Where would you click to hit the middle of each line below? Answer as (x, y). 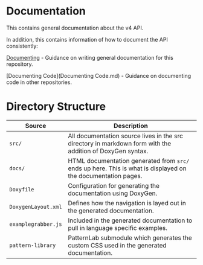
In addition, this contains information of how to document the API (87, 39)
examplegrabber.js (36, 224)
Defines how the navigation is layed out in (127, 203)
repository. (20, 64)
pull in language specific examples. (118, 228)
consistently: (22, 46)
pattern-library (33, 245)
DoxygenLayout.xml (36, 207)
